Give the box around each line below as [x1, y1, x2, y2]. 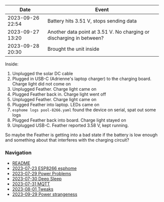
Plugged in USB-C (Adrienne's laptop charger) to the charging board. [12, 76, 152, 81]
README [12, 161, 31, 166]
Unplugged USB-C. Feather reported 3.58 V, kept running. [12, 122, 129, 128]
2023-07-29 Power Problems [12, 171, 72, 177]
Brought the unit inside [47, 46, 100, 52]
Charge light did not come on [12, 81, 71, 87]
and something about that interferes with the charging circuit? [5, 137, 129, 143]
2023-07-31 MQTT [12, 181, 50, 187]
